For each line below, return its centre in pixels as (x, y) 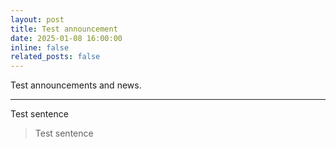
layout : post (37, 19)
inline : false (40, 47)
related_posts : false (55, 57)
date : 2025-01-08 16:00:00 (66, 38)
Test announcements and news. (76, 85)
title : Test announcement (64, 29)
